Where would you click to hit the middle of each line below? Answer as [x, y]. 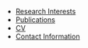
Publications [35, 20]
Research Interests [46, 11]
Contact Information [48, 36]
